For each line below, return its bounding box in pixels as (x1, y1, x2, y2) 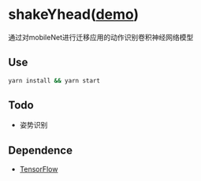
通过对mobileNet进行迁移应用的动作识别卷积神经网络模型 (8, 32, 194, 42)
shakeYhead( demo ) (8, 6, 140, 24)
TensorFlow (19, 164, 58, 174)
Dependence (8, 143, 73, 157)
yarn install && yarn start (8, 76, 101, 84)
